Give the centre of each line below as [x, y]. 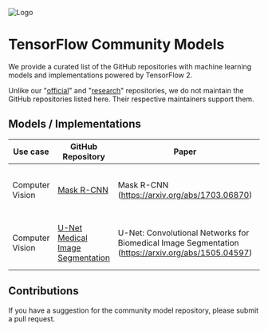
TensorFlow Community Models [116, 45]
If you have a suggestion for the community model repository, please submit [134, 310]
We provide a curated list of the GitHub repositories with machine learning [130, 66]
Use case [31, 152]
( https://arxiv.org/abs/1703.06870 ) [185, 195]
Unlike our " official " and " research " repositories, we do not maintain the [126, 90]
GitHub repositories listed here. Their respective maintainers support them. [131, 99]
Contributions [43, 291]
